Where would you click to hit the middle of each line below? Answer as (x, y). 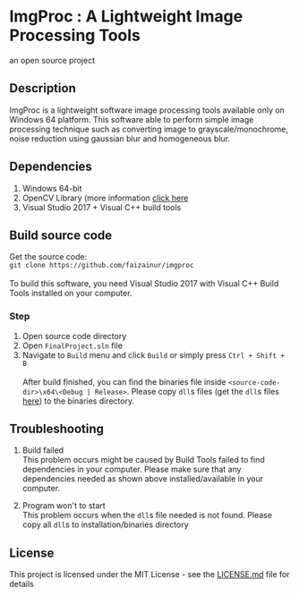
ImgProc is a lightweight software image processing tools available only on (147, 110)
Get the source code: (48, 257)
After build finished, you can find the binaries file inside (124, 381)
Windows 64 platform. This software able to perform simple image (132, 119)
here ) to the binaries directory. (78, 401)
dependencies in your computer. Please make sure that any (132, 469)
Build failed (43, 450)
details (21, 584)
